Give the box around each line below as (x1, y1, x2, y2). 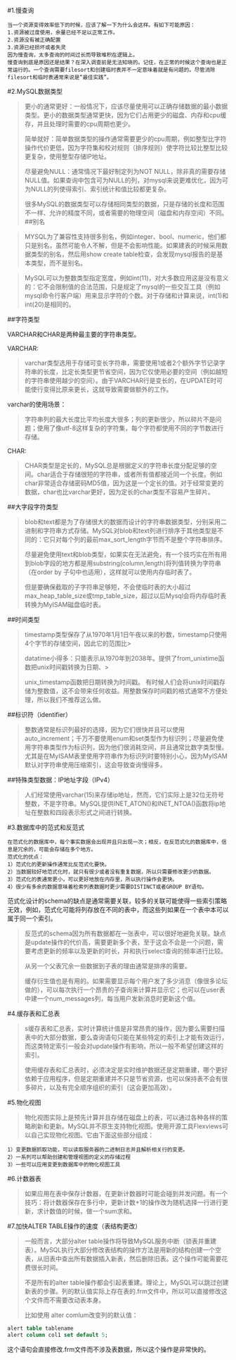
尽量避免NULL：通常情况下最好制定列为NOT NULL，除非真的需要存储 (24, 168, 226, 175)
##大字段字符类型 (7, 503, 58, 511)
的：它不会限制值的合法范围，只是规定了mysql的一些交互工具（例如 (24, 282, 221, 291)
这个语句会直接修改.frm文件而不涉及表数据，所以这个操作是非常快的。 (7, 1345, 210, 1354)
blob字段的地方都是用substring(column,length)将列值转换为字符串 (30, 559, 221, 567)
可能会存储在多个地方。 (38, 846, 97, 853)
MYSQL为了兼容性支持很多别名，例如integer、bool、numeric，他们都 (24, 232, 227, 241)
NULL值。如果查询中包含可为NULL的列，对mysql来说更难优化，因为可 (24, 176, 228, 185)
